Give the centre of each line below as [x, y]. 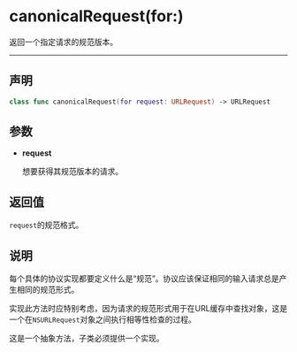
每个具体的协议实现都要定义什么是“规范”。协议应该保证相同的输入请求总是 [145, 279]
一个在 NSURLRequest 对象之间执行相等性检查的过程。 [103, 319]
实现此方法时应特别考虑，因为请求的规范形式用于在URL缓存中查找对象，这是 [148, 309]
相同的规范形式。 [48, 290]
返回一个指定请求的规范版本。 [63, 42]
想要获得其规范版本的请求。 [72, 172]
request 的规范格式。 [46, 225]
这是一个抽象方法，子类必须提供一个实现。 [87, 339]
